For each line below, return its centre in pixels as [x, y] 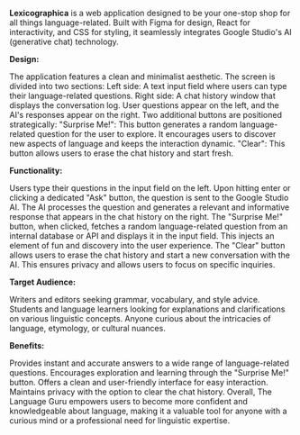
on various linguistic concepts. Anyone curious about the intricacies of [141, 318]
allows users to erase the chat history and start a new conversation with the [150, 255]
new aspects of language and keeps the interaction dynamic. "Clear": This [147, 144]
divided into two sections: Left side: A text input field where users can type [148, 86]
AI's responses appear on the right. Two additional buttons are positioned [145, 115]
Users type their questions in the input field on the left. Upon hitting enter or [150, 188]
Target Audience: [43, 282]
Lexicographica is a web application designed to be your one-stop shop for [150, 13]
